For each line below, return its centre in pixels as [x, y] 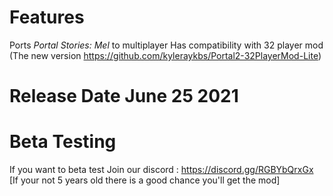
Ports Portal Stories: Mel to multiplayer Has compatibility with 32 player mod [166, 45]
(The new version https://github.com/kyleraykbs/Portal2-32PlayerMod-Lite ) [165, 55]
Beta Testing [63, 142]
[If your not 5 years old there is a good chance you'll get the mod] [145, 180]
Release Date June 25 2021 [124, 96]
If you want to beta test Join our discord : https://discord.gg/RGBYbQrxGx [161, 170]
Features [47, 17]
